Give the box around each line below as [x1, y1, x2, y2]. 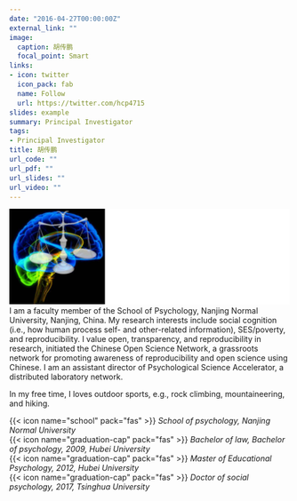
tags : [9, 127, 29, 136]
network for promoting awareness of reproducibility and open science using [9, 353, 288, 363]
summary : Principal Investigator [9, 117, 133, 126]
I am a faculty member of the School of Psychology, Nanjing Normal [9, 306, 259, 316]
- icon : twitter [9, 71, 69, 80]
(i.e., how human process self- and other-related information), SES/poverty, [9, 324, 286, 335]
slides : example [9, 107, 69, 117]
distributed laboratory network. [9, 371, 124, 382]
